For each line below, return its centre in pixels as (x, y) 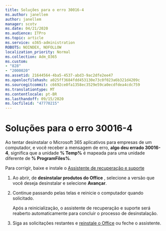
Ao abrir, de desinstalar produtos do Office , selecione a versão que (83, 178)
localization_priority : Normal (38, 52)
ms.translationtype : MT (30, 89)
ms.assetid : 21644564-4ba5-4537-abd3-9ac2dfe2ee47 (59, 75)
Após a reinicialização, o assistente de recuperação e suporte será (81, 208)
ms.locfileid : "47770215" (32, 104)
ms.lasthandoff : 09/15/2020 (35, 99)
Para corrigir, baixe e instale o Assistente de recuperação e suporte (75, 168)
